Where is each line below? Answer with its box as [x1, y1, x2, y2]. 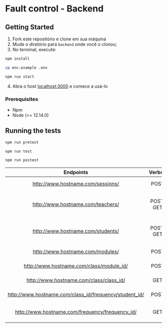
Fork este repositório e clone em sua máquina [12, 36, 106, 42]
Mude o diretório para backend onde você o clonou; [12, 41, 117, 47]
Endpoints [63, 169, 88, 176]
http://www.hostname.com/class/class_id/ [26, 277, 125, 284]
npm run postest [5, 158, 39, 163]
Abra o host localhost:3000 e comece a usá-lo [12, 83, 108, 89]
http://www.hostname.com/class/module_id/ [24, 262, 128, 269]
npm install [5, 56, 30, 61]
